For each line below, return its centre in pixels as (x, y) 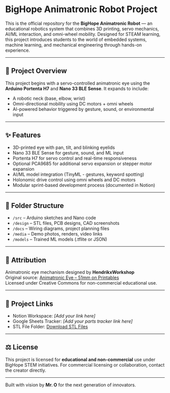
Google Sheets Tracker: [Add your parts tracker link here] (73, 321)
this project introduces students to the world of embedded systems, (76, 40)
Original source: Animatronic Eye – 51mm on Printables (62, 278)
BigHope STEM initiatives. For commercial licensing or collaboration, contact (85, 365)
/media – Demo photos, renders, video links (57, 234)
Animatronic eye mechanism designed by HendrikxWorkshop (70, 272)
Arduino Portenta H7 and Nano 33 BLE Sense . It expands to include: (77, 88)
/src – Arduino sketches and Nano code (54, 218)
